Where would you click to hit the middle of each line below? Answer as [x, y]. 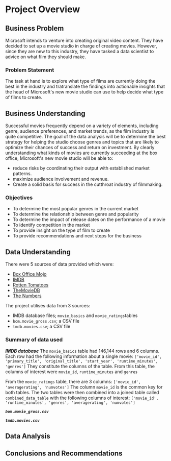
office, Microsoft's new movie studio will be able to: [59, 158]
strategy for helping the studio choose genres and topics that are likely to [82, 142]
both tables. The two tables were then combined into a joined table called [82, 392]
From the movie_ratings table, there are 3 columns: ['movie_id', [73, 381]
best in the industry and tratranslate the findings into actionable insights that [85, 87]
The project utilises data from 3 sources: [48, 306]
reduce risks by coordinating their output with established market [81, 168]
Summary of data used [34, 339]
